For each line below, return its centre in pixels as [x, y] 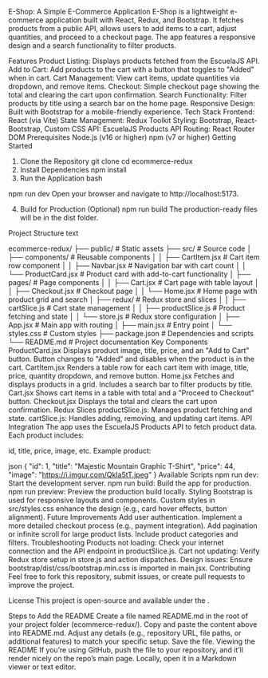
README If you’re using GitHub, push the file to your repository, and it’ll [126, 650]
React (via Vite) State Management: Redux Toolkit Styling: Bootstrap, [121, 120]
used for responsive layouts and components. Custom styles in [112, 500]
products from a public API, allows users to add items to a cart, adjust [122, 28]
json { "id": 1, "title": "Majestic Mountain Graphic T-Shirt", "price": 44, [122, 466]
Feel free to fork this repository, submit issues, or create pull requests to [127, 577]
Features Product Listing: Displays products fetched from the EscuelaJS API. [134, 61]
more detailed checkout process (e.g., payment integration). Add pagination [133, 525]
